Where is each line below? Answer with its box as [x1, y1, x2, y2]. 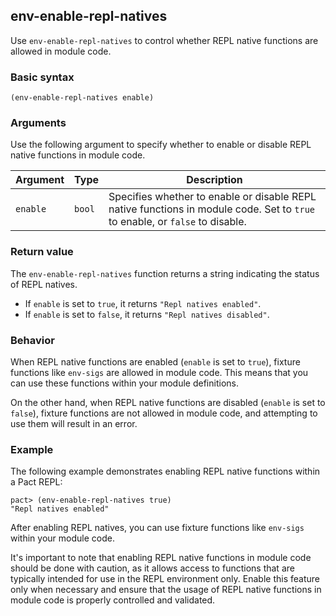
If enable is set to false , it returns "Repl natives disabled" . [24, 308, 270, 320]
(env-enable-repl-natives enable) [10, 93, 155, 103]
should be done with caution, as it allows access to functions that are [10, 562, 295, 574]
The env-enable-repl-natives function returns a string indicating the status [10, 267, 320, 279]
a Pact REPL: [10, 476, 63, 488]
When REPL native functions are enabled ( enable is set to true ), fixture [10, 356, 301, 368]
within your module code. [10, 532, 115, 544]
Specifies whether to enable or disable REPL [108, 190, 317, 204]
